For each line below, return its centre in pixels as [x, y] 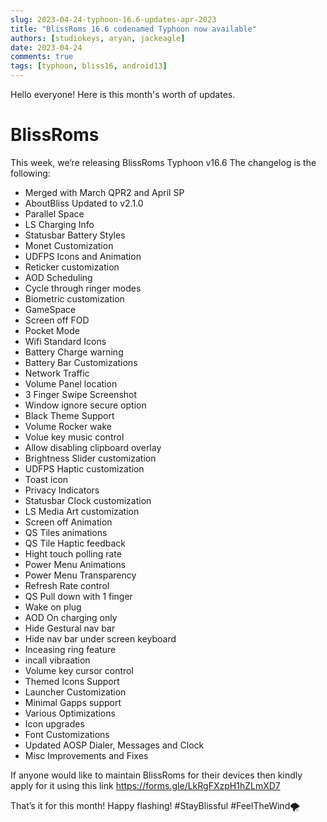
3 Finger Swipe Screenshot [81, 394]
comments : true [42, 57]
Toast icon [46, 479]
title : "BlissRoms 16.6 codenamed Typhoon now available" [133, 29]
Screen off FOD [57, 320]
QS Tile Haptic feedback [75, 543]
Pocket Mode [52, 330]
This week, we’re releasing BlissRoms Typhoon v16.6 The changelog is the [163, 162]
